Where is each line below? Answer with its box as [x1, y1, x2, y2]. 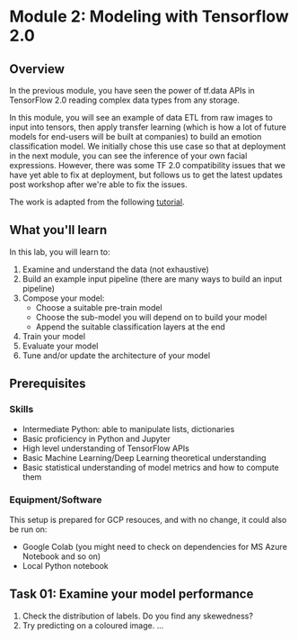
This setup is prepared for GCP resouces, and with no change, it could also [9, 514, 287, 525]
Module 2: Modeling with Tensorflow [9, 6, 289, 27]
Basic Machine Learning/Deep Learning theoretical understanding [22, 452, 267, 463]
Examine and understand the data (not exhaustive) [22, 264, 209, 275]
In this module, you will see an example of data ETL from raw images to [9, 113, 274, 122]
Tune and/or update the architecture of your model [22, 349, 211, 361]
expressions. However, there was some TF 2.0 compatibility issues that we [9, 160, 285, 170]
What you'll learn [9, 222, 108, 238]
